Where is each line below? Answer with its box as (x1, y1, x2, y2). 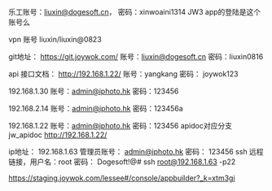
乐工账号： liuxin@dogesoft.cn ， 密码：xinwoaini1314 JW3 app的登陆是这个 (8, 7, 261, 16)
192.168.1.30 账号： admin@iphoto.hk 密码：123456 (8, 86, 179, 96)
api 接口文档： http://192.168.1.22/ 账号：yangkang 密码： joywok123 (8, 69, 239, 79)
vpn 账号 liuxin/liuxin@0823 (8, 35, 102, 44)
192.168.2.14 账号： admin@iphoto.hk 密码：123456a (8, 104, 183, 113)
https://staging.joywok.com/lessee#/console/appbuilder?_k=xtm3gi (8, 173, 235, 183)
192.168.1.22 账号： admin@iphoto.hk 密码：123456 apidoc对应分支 (8, 121, 232, 130)
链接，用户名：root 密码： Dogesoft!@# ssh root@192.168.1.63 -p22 (8, 157, 236, 167)
